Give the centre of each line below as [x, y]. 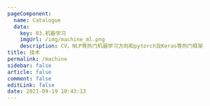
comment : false [29, 78]
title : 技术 [24, 53]
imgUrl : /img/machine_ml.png [63, 40]
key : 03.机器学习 [43, 33]
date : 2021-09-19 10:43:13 [47, 91]
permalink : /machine [38, 59]
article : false [29, 72]
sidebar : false [29, 66]
